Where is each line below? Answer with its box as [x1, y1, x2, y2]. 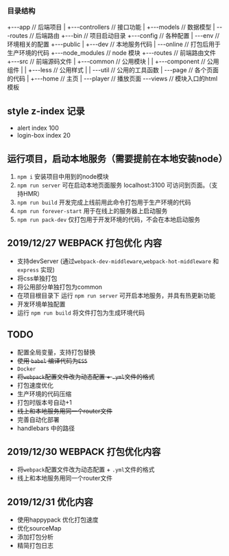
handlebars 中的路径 [16, 424, 75, 432]
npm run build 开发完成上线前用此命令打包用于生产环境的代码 [16, 198, 191, 206]
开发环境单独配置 [16, 300, 66, 308]
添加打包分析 [16, 533, 53, 541]
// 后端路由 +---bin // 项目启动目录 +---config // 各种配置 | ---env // [29, 32, 220, 40]
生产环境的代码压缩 [16, 390, 72, 398]
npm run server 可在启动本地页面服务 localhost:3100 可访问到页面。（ [16, 181, 212, 189]
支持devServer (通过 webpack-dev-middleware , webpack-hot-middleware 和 [16, 256, 219, 265]
